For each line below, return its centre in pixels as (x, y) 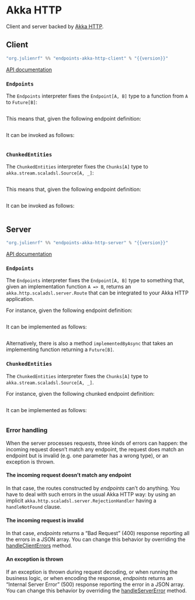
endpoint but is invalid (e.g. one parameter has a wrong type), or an (87, 455)
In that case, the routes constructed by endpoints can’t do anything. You (93, 488)
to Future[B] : (22, 102)
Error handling (27, 430)
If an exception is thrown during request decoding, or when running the (92, 572)
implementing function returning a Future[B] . (60, 349)
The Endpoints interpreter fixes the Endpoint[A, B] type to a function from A (97, 96)
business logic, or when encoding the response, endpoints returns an (90, 578)
